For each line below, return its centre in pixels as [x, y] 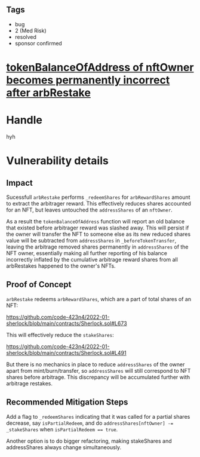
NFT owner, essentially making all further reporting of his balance [87, 253]
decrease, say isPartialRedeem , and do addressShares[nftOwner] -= [90, 423]
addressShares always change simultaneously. [64, 447]
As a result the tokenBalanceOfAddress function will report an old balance [96, 221]
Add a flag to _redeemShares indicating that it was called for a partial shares [98, 416]
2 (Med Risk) [30, 30]
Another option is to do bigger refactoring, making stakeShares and [89, 441]
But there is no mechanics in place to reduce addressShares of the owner [96, 364]
